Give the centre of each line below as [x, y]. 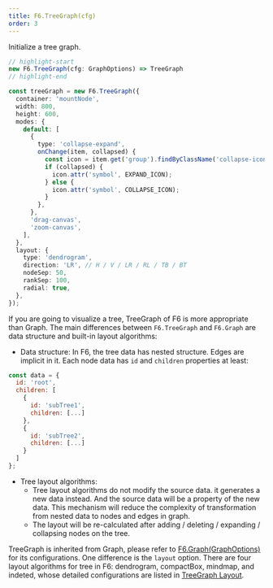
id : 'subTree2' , [57, 436]
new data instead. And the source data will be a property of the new [146, 499]
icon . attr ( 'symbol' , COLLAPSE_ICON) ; [116, 189]
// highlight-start [41, 62]
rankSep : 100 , [47, 281]
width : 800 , [36, 107]
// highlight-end [38, 77]
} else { [59, 182]
